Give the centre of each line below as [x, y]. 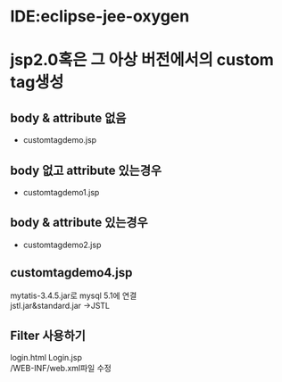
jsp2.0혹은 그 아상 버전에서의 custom [142, 60]
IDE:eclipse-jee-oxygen [100, 17]
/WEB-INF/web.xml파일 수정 [61, 369]
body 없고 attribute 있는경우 [86, 170]
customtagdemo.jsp [60, 140]
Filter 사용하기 [48, 336]
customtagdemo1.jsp [61, 192]
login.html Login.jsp [46, 358]
